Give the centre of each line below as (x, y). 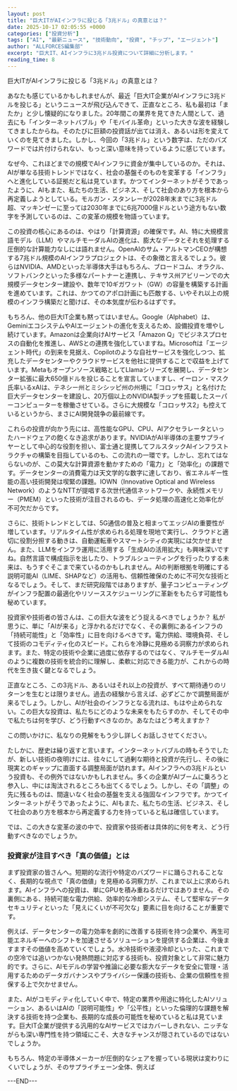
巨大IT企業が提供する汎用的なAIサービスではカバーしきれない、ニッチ (120, 1025)
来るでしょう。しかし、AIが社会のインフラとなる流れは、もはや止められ (112, 703)
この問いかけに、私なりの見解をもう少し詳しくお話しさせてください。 (109, 735)
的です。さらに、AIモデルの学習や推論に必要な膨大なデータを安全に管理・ (115, 967)
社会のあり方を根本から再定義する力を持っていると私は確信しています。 (118, 812)
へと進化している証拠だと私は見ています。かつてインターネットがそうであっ (118, 181)
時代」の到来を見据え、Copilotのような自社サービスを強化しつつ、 (122, 352)
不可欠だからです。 (35, 507)
